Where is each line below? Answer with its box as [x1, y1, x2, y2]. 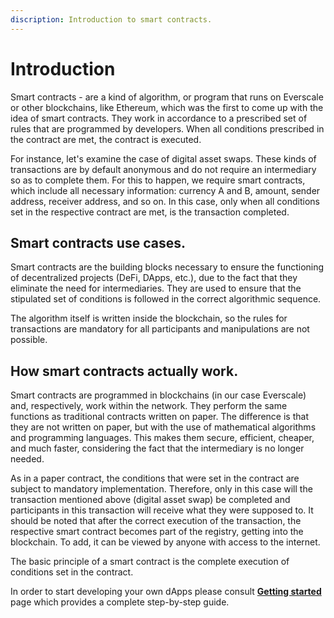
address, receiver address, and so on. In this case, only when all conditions [10, 195, 320, 207]
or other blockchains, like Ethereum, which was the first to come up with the [10, 101, 324, 113]
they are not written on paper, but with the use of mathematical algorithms [10, 421, 317, 433]
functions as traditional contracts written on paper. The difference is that [10, 411, 309, 423]
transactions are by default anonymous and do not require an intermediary [10, 163, 317, 175]
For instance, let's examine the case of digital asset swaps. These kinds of [10, 152, 317, 165]
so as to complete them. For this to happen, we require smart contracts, [10, 174, 306, 186]
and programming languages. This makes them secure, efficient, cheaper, [10, 432, 315, 444]
